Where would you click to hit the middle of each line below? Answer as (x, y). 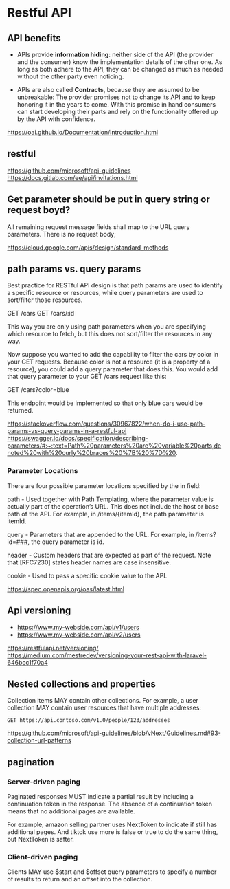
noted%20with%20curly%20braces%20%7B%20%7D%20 (92, 453)
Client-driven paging (43, 857)
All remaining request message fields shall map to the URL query (99, 227)
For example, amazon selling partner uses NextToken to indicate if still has (112, 825)
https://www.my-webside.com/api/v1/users (78, 627)
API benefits (34, 38)
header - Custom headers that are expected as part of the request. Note (109, 555)
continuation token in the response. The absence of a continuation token (110, 804)
